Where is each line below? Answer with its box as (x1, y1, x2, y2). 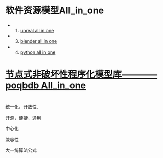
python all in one (20, 49, 56, 55)
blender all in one (20, 38, 57, 44)
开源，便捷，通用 (5, 115, 41, 121)
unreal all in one (20, 27, 54, 33)
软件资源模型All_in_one (5, 5, 104, 16)
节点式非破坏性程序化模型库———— (5, 69, 158, 80)
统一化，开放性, (5, 104, 38, 110)
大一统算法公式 (5, 147, 37, 153)
